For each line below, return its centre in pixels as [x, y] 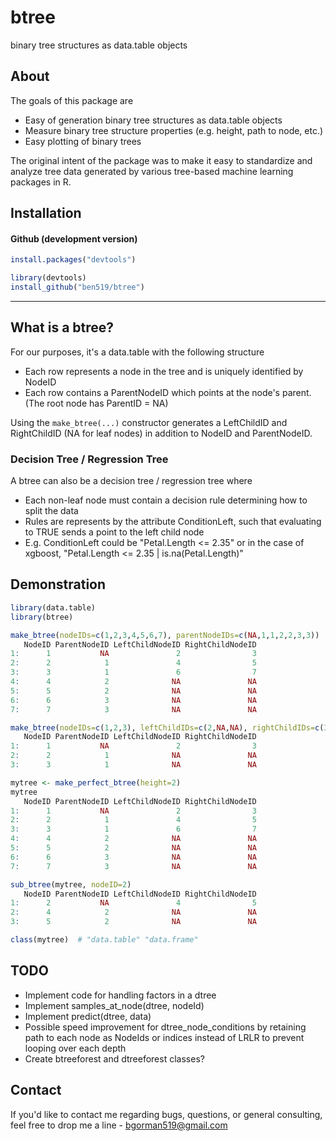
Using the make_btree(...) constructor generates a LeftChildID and [149, 422]
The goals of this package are [72, 100]
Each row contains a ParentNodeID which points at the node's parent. [168, 392]
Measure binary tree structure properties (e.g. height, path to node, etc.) [174, 130]
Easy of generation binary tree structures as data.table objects [153, 120]
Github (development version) [74, 238]
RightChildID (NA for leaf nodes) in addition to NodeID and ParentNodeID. [161, 433]
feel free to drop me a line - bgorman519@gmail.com [119, 1125]
